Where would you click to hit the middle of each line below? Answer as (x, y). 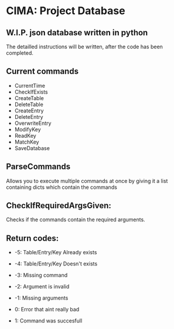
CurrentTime (30, 85)
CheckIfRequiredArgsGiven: (59, 206)
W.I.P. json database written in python (77, 33)
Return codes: (33, 238)
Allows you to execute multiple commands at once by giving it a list (87, 181)
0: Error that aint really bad (47, 310)
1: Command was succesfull (48, 321)
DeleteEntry (29, 117)
